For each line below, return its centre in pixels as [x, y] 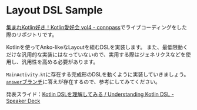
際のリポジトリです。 [32, 34]
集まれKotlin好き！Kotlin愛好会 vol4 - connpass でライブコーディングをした [96, 27]
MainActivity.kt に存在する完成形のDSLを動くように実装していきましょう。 [98, 74]
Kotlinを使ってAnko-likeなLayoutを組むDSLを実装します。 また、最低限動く [97, 47]
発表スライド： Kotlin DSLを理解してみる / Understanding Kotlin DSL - [90, 94]
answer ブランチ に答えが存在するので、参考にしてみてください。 [83, 81]
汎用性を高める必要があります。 [60, 62]
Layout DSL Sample [54, 10]
